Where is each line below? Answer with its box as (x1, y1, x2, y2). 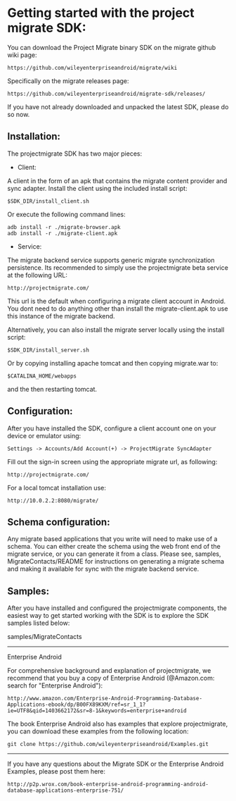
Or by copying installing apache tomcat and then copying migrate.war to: (7, 359, 218, 367)
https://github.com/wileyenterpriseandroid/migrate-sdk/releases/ (7, 90, 206, 97)
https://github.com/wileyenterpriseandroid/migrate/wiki (7, 64, 178, 71)
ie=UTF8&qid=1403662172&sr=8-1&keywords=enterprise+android (7, 707, 188, 714)
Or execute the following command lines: (7, 210, 126, 218)
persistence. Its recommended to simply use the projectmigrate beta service (7, 263, 228, 272)
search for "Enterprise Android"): (7, 681, 103, 690)
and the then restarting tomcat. (7, 385, 97, 393)
